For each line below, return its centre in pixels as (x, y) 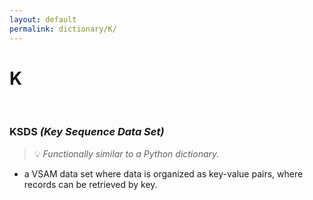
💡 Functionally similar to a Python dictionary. (126, 153)
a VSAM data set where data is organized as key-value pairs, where (163, 173)
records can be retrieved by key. (90, 184)
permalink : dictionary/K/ (63, 29)
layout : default (43, 19)
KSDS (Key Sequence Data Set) (87, 132)
